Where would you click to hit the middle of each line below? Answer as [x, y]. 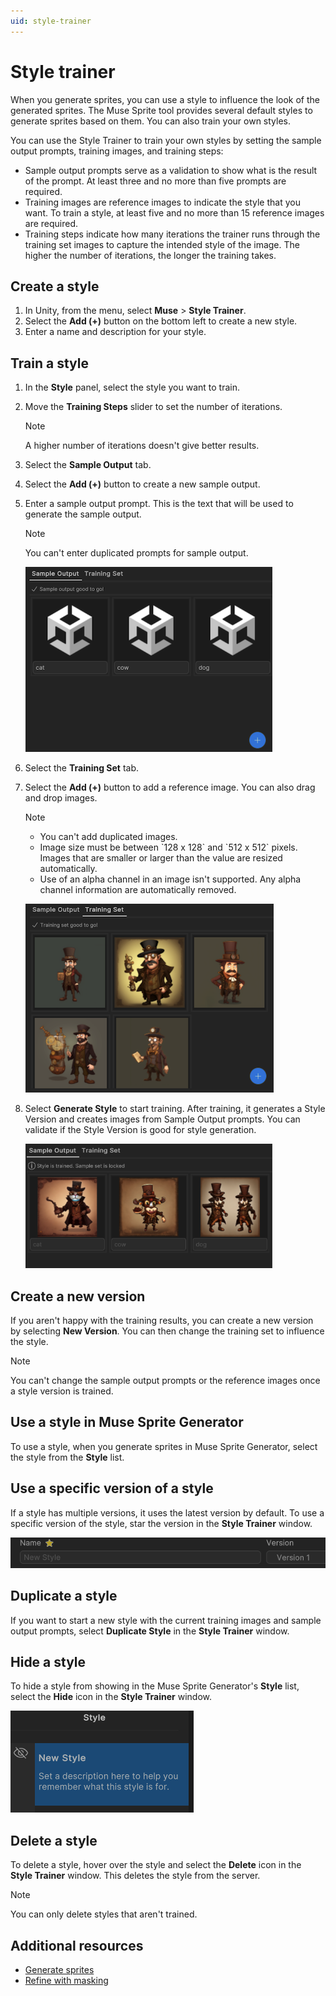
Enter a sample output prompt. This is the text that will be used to [159, 504]
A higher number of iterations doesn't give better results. [142, 446]
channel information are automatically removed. [138, 890]
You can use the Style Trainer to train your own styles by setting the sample [166, 140]
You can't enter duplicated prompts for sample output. [136, 553]
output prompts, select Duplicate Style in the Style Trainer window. [150, 1631]
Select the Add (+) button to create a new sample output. [142, 484]
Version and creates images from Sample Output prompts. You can [162, 1119]
